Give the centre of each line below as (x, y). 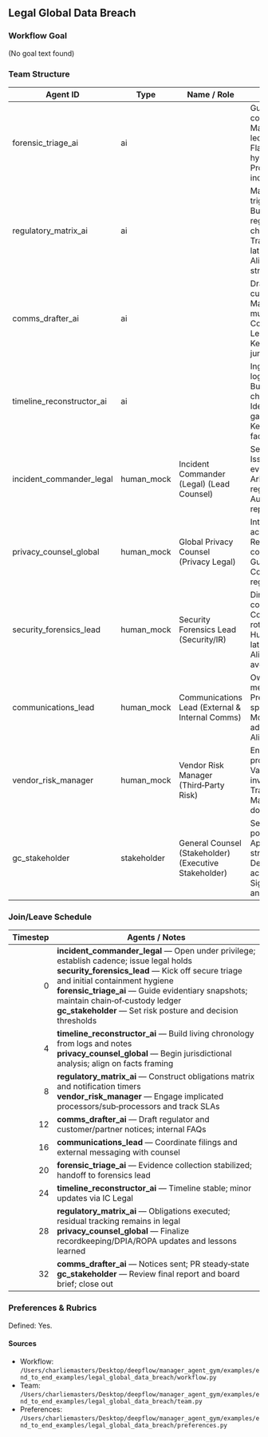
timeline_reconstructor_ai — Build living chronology (156, 1034)
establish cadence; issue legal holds (125, 961)
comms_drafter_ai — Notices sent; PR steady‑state (153, 1264)
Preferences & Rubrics (53, 1308)
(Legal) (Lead (204, 484)
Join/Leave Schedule (50, 917)
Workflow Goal (38, 36)
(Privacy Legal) (208, 562)
